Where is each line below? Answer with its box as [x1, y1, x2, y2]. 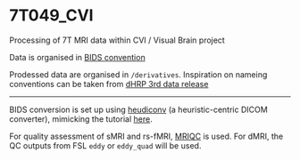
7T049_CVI [9, 5, 94, 26]
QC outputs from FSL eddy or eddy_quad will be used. [9, 140, 202, 151]
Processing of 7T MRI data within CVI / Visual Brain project [9, 35, 225, 45]
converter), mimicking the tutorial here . [9, 113, 154, 124]
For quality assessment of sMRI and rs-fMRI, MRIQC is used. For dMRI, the [9, 131, 284, 141]
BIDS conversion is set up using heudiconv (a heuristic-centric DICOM [9, 104, 268, 115]
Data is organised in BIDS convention [9, 52, 146, 62]
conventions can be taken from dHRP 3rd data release [9, 78, 209, 89]
